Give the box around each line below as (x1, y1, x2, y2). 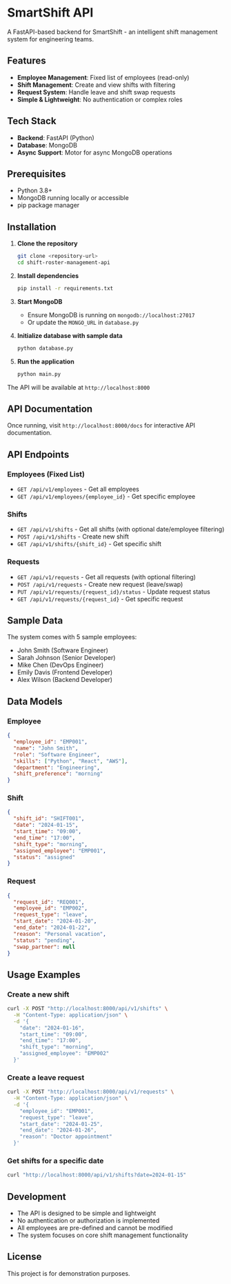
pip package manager (17, 201, 80, 210)
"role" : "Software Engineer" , (13, 751, 100, 758)
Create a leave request (7, 1072, 85, 1082)
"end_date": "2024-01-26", (19, 1127, 97, 1134)
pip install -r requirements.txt (17, 285, 114, 292)
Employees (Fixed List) (7, 469, 85, 479)
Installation (7, 221, 57, 232)
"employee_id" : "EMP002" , (13, 905, 88, 912)
